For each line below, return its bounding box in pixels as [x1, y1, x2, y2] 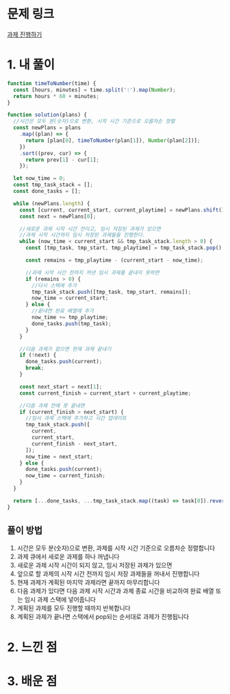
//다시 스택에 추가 [31, 282, 77, 289]
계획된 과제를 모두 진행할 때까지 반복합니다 [16, 604, 131, 612]
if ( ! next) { [19, 351, 57, 359]
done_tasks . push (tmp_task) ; [31, 320, 112, 327]
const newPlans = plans [13, 124, 81, 131]
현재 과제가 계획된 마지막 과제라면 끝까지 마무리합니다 [16, 578, 160, 587]
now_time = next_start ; [25, 453, 94, 460]
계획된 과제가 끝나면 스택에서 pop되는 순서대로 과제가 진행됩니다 [16, 612, 190, 621]
